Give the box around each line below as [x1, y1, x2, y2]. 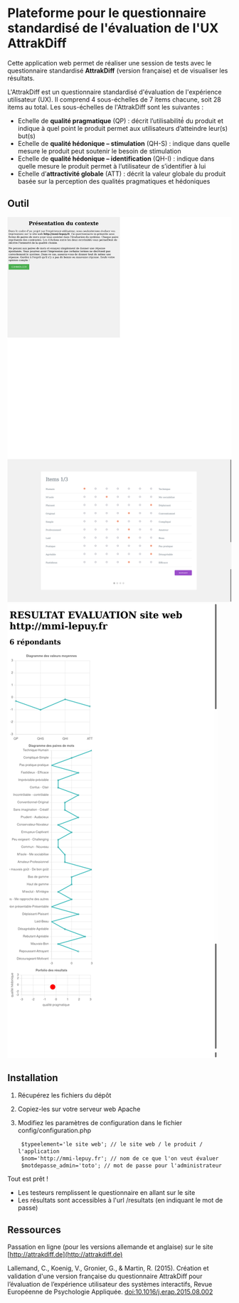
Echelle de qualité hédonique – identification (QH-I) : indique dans [17, 154, 215, 163]
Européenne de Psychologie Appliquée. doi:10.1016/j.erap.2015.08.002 [7, 1287, 213, 1296]
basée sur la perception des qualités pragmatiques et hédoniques [17, 176, 211, 186]
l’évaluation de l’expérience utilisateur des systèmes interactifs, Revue [7, 1280, 213, 1289]
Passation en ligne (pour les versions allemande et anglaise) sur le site [7, 1243, 213, 1251]
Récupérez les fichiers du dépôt [17, 1090, 112, 1100]
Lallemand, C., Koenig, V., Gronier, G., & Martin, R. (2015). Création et [7, 1264, 209, 1272]
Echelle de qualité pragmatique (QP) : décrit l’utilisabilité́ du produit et [17, 116, 224, 125]
